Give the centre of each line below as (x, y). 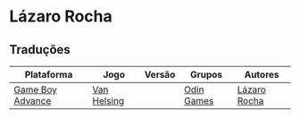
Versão (160, 75)
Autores (262, 75)
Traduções (40, 50)
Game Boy (36, 89)
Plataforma (49, 75)
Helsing (108, 101)
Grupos (207, 75)
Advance (33, 101)
